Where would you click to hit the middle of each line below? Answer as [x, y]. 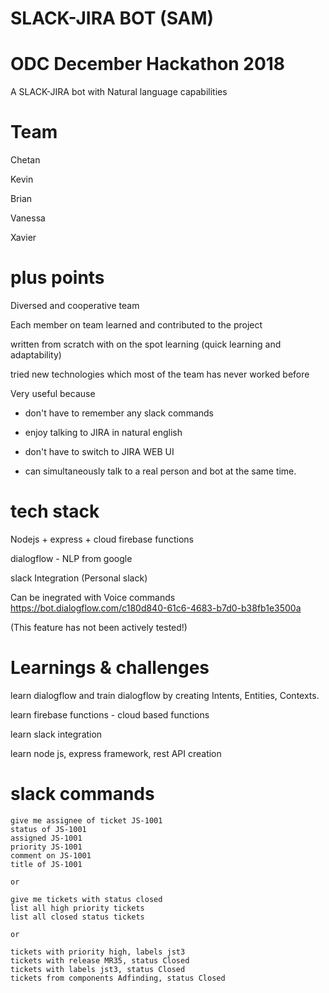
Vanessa [28, 218]
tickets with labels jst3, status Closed [98, 969]
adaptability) [36, 355]
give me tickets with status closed [86, 899]
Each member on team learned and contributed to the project [136, 325]
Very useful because [53, 393]
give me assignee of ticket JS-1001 [86, 820]
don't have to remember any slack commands [119, 413]
